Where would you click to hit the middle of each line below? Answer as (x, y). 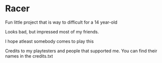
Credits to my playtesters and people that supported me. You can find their (81, 51)
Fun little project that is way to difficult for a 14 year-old (61, 22)
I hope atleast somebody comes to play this (49, 41)
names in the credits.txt (29, 56)
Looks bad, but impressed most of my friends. (52, 31)
